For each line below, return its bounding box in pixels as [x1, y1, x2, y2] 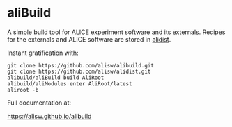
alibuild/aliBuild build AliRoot [7, 74, 105, 81]
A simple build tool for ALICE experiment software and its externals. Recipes [7, 28, 226, 36]
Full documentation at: [7, 99, 72, 107]
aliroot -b [7, 86, 39, 93]
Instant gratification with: [7, 49, 79, 57]
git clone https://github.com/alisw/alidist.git [7, 68, 151, 75]
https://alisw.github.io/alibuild [7, 112, 92, 120]
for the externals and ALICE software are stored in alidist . [7, 35, 171, 43]
